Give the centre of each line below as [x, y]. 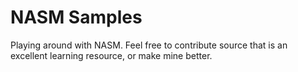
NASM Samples [76, 17]
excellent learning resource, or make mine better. [111, 55]
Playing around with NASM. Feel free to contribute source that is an [149, 45]
